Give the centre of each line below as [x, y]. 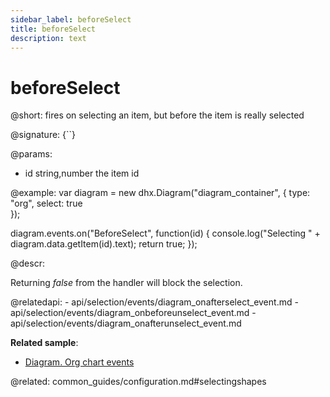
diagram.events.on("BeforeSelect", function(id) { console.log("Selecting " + [165, 233]
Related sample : [44, 343]
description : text [48, 38]
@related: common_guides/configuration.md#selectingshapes [138, 382]
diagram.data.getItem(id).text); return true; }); [104, 244]
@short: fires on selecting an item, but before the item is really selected [157, 115]
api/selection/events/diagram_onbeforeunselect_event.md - [133, 313]
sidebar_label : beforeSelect [71, 19]
